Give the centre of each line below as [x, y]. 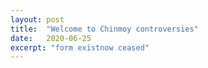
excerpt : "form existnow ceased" [80, 47]
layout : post [37, 19]
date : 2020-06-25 [51, 38]
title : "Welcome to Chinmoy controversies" [104, 29]
